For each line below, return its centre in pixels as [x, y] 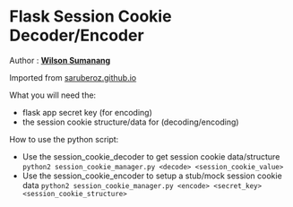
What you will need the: [53, 95]
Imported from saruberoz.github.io [73, 77]
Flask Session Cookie [90, 17]
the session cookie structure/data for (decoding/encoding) [130, 122]
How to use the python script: [64, 139]
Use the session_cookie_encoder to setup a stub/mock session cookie [152, 176]
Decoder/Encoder [77, 35]
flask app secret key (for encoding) [87, 112]
